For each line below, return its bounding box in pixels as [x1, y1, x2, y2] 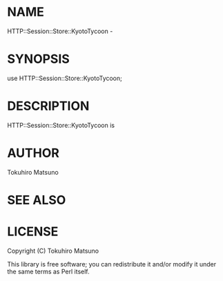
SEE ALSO [7, 192, 66, 208]
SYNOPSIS [7, 51, 70, 67]
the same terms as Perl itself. [7, 267, 90, 275]
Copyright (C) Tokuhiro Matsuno [7, 246, 99, 255]
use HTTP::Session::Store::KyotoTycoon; [7, 74, 123, 82]
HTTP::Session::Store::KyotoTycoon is [7, 121, 115, 129]
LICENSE [7, 224, 59, 240]
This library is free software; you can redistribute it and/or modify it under [7, 260, 217, 268]
